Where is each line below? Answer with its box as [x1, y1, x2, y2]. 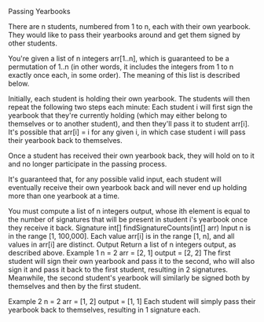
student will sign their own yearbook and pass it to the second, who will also [8, 257, 255, 265]
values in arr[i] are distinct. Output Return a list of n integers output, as [8, 240, 236, 249]
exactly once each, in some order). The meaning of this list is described [8, 71, 240, 79]
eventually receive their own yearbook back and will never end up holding [8, 183, 247, 192]
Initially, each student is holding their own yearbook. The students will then [8, 94, 250, 103]
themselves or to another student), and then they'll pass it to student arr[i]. [8, 119, 250, 128]
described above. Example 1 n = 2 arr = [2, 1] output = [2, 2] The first [8, 248, 231, 258]
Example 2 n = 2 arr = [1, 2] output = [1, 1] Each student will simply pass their [8, 297, 256, 306]
